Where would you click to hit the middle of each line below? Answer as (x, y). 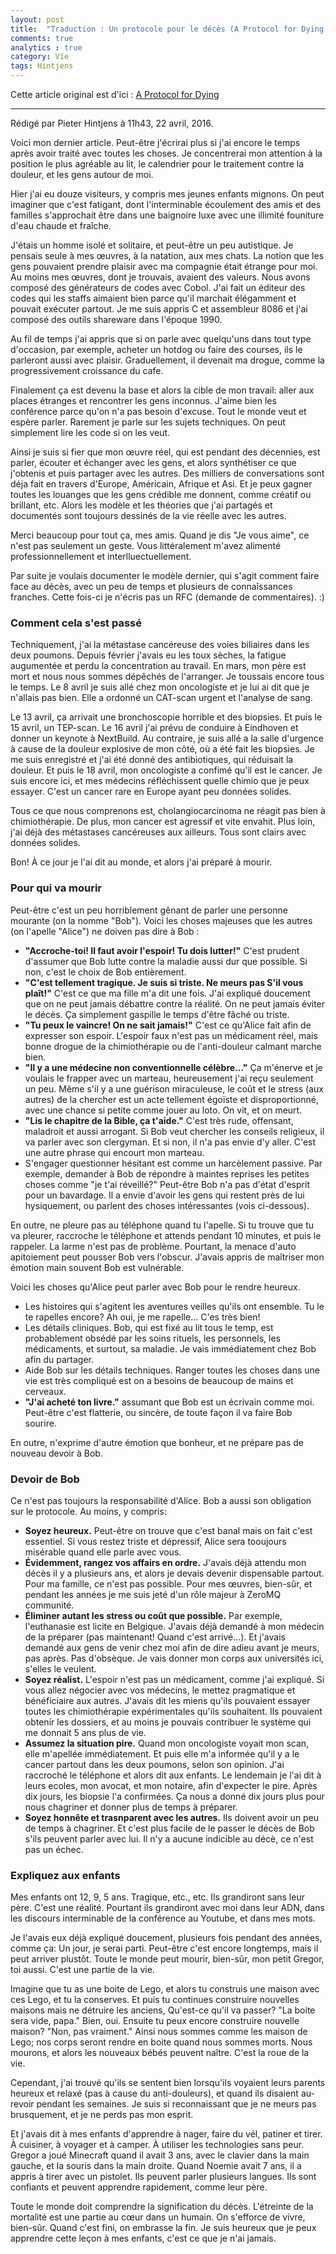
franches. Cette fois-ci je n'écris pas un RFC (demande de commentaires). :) (167, 597)
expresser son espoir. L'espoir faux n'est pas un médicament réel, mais (171, 1035)
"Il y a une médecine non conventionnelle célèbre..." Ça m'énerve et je (173, 1067)
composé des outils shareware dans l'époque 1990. (116, 319)
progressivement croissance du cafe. (87, 370)
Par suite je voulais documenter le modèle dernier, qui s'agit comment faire (165, 575)
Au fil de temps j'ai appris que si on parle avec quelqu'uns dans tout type (161, 339)
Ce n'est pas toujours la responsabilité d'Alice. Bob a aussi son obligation (161, 1500)
